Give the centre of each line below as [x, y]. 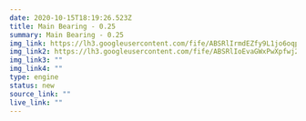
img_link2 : [30, 52]
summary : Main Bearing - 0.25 [67, 35]
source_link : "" [40, 94]
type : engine [34, 77]
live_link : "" [36, 102]
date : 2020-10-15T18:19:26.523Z [71, 18]
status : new [32, 86]
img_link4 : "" [36, 69]
